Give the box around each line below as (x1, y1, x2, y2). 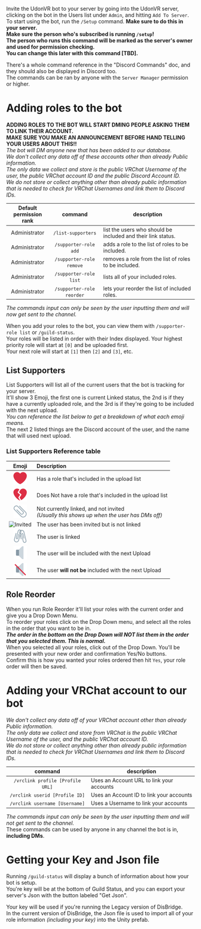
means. (6, 420, 25, 426)
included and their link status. (103, 232, 176, 239)
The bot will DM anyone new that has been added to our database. (6, 146, 172, 153)
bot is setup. (6, 879, 37, 886)
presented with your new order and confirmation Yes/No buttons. (6, 650, 167, 657)
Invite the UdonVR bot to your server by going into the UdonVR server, (6, 5, 179, 12)
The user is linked (36, 533, 81, 541)
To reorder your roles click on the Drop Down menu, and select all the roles (6, 618, 191, 625)
